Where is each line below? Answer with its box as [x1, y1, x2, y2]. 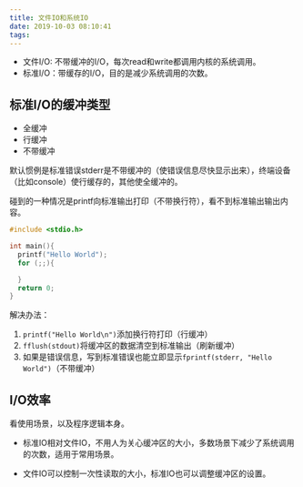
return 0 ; [17, 283, 55, 292]
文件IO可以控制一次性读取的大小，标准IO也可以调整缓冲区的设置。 [22, 468, 271, 479]
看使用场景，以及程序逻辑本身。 [9, 418, 129, 429]
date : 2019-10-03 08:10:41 [9, 22, 112, 31]
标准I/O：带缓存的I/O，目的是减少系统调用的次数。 [22, 67, 213, 78]
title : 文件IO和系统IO [9, 13, 89, 23]
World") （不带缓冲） [22, 363, 100, 374]
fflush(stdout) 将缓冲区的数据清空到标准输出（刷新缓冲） [22, 340, 240, 351]
